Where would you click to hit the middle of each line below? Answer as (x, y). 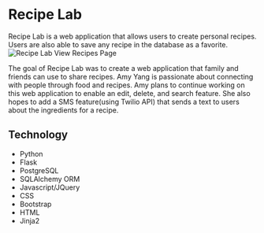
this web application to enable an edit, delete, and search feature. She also (129, 93)
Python (31, 153)
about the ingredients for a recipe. (63, 110)
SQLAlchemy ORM (50, 179)
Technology (38, 135)
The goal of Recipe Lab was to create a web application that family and (123, 68)
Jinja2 (30, 220)
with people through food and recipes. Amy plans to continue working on (127, 85)
